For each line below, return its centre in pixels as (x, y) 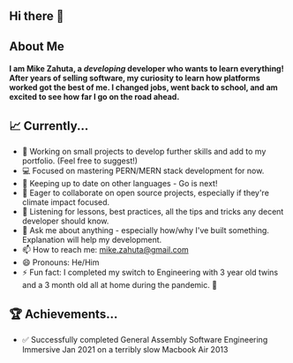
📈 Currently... (49, 126)
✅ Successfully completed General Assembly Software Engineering (145, 340)
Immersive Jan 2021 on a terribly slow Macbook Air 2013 (125, 349)
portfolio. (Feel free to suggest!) (80, 161)
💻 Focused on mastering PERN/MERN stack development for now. (143, 171)
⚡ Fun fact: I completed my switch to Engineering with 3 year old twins (150, 272)
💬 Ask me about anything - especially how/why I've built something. (145, 231)
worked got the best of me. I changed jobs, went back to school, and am (143, 87)
